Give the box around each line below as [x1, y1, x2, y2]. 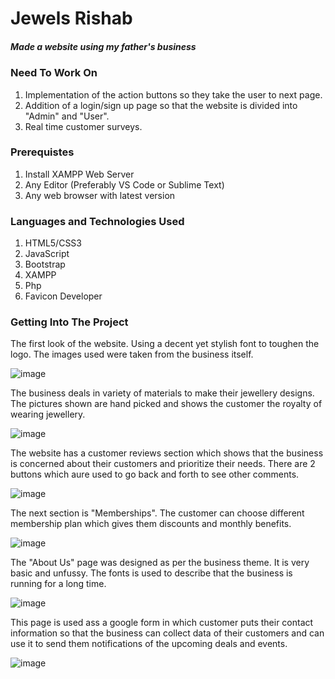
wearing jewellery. [10, 408, 86, 421]
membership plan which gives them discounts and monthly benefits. [10, 518, 292, 530]
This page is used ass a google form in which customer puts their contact [10, 617, 314, 629]
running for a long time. [10, 578, 107, 590]
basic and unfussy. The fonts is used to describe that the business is [10, 567, 293, 579]
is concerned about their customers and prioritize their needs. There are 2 [10, 458, 316, 470]
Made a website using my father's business [10, 40, 197, 52]
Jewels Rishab [10, 7, 133, 30]
